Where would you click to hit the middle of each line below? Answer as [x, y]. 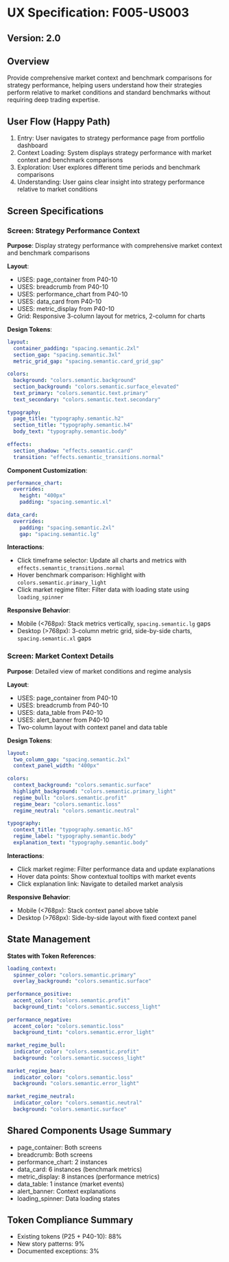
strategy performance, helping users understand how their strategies [105, 85]
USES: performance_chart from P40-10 [72, 294]
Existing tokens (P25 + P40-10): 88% [69, 1237]
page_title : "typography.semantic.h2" [69, 419]
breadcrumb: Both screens [55, 1155]
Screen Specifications [56, 211]
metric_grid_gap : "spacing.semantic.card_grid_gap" [89, 361]
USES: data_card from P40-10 [59, 301]
